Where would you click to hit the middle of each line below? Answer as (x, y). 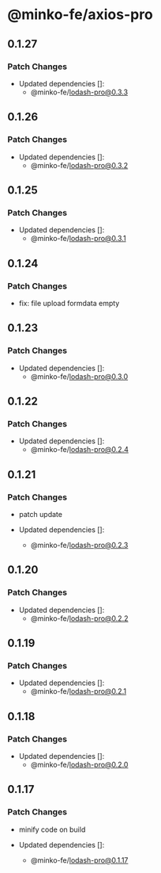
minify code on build (52, 829)
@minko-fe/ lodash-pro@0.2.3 (79, 545)
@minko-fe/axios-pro (80, 15)
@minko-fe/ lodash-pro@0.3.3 (79, 92)
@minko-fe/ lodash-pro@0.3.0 (79, 376)
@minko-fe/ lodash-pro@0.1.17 (79, 860)
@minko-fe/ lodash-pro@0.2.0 (79, 765)
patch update (40, 514)
